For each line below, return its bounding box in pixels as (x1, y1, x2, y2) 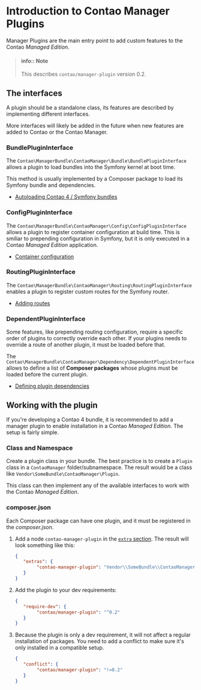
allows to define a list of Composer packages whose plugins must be (6, 364, 178, 371)
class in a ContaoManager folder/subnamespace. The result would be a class (6, 464, 193, 471)
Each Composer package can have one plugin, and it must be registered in (6, 517, 191, 524)
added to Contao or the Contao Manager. (6, 128, 108, 135)
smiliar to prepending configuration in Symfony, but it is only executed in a (6, 235, 190, 242)
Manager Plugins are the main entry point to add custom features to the (6, 37, 183, 44)
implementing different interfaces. (6, 110, 90, 117)
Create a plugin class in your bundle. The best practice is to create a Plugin (6, 458, 193, 465)
